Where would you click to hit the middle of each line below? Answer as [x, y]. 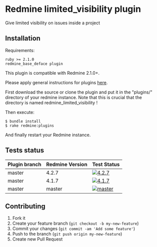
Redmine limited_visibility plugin [73, 9]
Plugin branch [25, 164]
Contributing [25, 206]
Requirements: [20, 50]
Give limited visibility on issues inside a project [53, 23]
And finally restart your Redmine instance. [48, 135]
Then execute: [20, 112]
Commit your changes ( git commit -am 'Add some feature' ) [74, 229]
